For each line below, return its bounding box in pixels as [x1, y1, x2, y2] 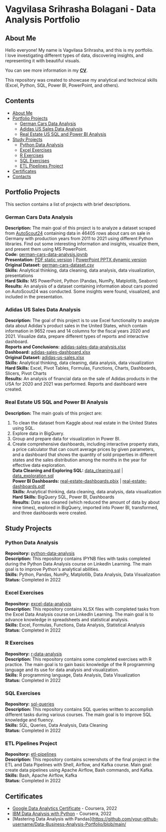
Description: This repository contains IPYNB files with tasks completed [5, 555, 151, 561]
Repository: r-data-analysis [5, 651, 62, 657]
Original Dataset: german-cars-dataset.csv [5, 262, 94, 268]
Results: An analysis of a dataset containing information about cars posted [5, 283, 158, 289]
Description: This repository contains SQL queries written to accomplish [5, 706, 154, 712]
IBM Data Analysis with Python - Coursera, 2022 [12, 811, 111, 817]
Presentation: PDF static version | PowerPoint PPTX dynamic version [5, 257, 147, 263]
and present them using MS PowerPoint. [5, 246, 88, 252]
